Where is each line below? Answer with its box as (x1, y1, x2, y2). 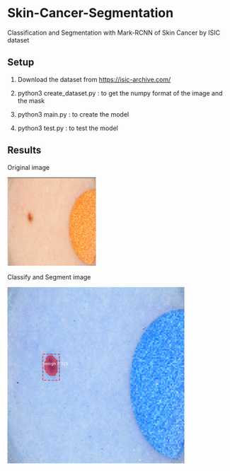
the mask (17, 96, 45, 105)
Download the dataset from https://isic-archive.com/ (17, 75, 171, 83)
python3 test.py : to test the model (17, 124, 118, 132)
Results (7, 144, 42, 156)
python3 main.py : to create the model (17, 110, 130, 118)
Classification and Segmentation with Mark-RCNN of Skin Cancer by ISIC (7, 28, 221, 37)
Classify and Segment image (7, 272, 91, 281)
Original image (7, 163, 50, 171)
